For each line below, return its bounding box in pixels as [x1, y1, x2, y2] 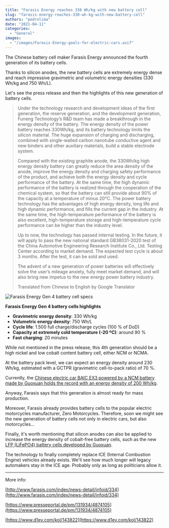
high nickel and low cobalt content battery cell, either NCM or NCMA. [5, 350, 149, 356]
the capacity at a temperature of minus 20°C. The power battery [17, 195, 151, 201]
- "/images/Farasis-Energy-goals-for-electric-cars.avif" [10, 40, 134, 45]
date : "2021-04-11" [5, 21, 46, 27]
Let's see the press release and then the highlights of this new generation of [5, 89, 163, 96]
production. [5, 395, 29, 401]
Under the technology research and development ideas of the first [17, 105, 155, 111]
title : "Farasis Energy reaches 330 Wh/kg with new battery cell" [5, 7, 147, 13]
